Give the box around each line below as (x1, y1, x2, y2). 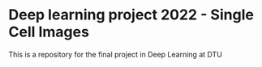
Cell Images (8, 23, 89, 41)
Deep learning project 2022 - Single (8, 6, 254, 24)
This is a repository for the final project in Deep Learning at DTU (8, 49, 223, 59)
